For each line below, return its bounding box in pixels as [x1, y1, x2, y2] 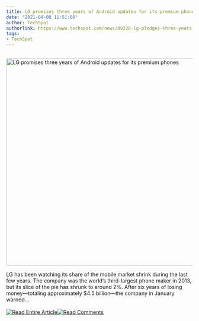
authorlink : [6, 25, 36, 31]
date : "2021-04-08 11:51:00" [6, 14, 78, 20]
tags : [6, 31, 20, 37]
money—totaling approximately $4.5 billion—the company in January [6, 290, 175, 297]
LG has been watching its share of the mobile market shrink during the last [6, 271, 188, 278]
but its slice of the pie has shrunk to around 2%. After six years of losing [6, 284, 182, 290]
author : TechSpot [6, 20, 49, 25]
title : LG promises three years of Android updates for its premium [6, 8, 179, 15]
